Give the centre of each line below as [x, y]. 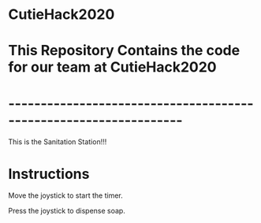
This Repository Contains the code [124, 51]
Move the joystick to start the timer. [66, 195]
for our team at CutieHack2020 [112, 67]
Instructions [49, 174]
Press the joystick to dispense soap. [67, 211]
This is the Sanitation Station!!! [58, 142]
